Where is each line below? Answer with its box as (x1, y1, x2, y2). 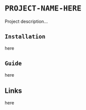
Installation (5, 33, 46, 40)
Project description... (5, 18, 48, 24)
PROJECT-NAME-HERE (5, 4, 81, 13)
